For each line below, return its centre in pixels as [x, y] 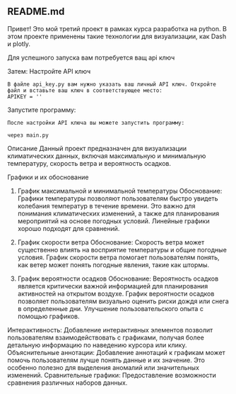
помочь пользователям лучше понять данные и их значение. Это [106, 360]
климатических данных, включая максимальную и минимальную [107, 156]
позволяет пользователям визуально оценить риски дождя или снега [123, 301]
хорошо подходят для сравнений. [69, 228]
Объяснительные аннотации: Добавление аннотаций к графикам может [117, 352]
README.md [36, 12]
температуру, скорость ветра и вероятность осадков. [89, 163]
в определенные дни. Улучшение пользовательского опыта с [110, 308]
